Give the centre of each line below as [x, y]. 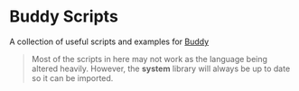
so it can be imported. [72, 77]
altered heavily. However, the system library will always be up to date [161, 68]
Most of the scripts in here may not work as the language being [149, 59]
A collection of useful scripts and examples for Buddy [109, 41]
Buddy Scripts [64, 17]
